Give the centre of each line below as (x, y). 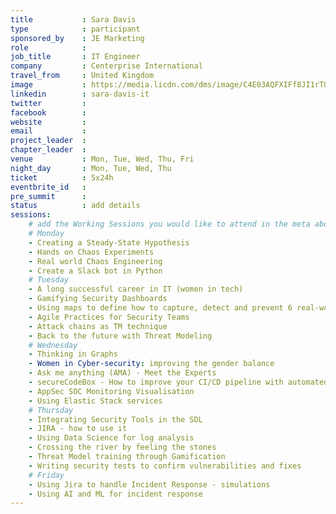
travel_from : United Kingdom (82, 76)
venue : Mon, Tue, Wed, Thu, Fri (102, 159)
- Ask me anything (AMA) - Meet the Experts (122, 373)
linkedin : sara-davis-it (80, 94)
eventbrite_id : (48, 187)
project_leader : (48, 141)
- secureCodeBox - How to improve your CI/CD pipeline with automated (178, 382)
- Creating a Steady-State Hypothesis (109, 242)
